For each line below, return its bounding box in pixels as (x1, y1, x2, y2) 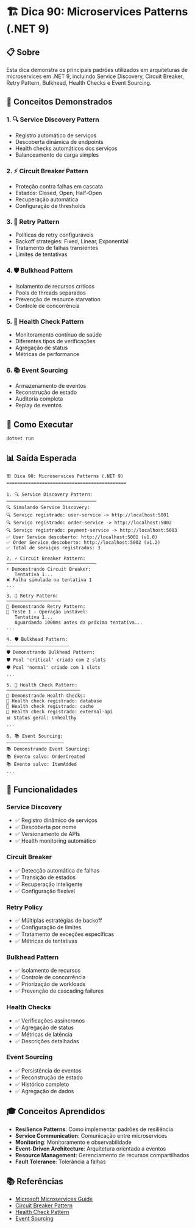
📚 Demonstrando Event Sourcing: (6, 746, 91, 752)
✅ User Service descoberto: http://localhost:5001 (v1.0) (6, 534, 158, 540)
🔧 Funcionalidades (6, 785, 78, 795)
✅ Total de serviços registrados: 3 (6, 544, 101, 551)
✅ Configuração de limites (15, 923, 82, 930)
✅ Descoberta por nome (15, 824, 77, 831)
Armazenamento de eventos (15, 382, 87, 390)
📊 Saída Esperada (6, 453, 77, 463)
